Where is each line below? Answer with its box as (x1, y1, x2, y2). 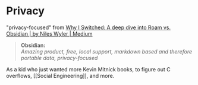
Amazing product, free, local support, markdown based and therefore (20, 48, 193, 55)
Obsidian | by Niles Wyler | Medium (6, 30, 93, 37)
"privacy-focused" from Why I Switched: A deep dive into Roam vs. (6, 24, 171, 31)
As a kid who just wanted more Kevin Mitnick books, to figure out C (6, 65, 171, 73)
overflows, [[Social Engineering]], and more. (6, 72, 115, 79)
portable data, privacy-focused (20, 54, 98, 61)
